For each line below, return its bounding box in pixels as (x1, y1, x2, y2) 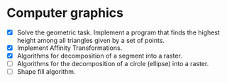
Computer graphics (6, 5, 124, 21)
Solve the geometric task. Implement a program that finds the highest (16, 28, 221, 37)
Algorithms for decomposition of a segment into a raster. (16, 51, 182, 60)
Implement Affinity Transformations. (16, 44, 123, 52)
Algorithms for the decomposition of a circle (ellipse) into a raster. (16, 60, 209, 68)
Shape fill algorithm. (16, 68, 76, 76)
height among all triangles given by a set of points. (16, 37, 165, 44)
